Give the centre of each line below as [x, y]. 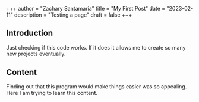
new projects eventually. [36, 54]
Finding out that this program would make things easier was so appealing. [97, 86]
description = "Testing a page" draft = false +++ [73, 15]
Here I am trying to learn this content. [52, 93]
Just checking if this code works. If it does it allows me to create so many [96, 47]
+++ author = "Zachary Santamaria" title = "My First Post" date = [86, 9]
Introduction [30, 33]
